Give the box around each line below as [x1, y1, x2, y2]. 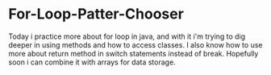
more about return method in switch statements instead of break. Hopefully [8, 48, 259, 58]
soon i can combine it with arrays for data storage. [8, 57, 176, 67]
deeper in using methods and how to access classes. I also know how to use [8, 40, 263, 49]
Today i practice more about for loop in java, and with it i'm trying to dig [8, 31, 246, 41]
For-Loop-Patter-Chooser [8, 5, 184, 23]
